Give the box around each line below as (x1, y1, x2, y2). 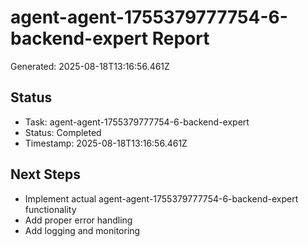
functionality (24, 203, 77, 215)
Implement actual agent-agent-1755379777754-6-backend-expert (24, 192, 299, 205)
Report (151, 27, 210, 50)
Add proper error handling (24, 214, 133, 226)
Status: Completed (24, 126, 102, 138)
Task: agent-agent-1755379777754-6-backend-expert (24, 116, 250, 128)
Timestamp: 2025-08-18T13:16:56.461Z (24, 137, 188, 149)
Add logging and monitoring (24, 224, 141, 236)
